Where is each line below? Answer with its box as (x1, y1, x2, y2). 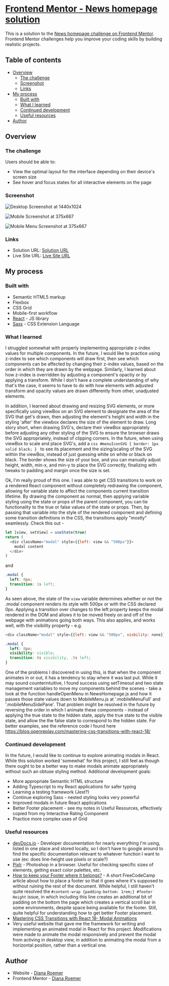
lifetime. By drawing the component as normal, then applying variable (5, 493, 149, 499)
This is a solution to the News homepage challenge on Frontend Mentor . (5, 30, 154, 36)
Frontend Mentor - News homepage (5, 3, 157, 15)
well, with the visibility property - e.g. (5, 622, 82, 628)
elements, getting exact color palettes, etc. (12, 867, 102, 873)
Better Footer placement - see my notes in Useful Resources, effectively (12, 805, 162, 811)
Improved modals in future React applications (12, 800, 107, 806)
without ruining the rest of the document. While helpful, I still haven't (12, 883, 154, 889)
